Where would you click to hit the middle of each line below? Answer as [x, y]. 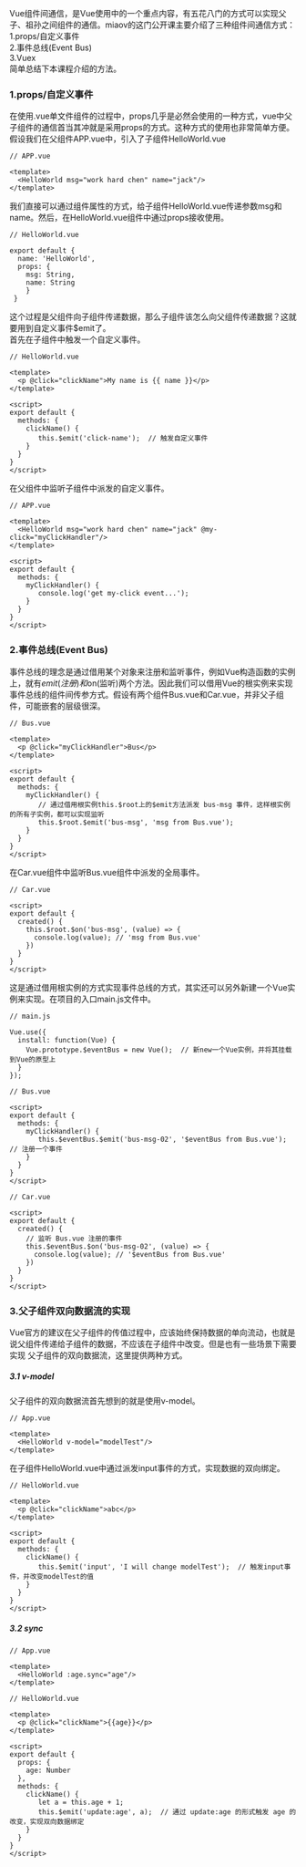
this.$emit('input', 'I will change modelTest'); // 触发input [161, 1567]
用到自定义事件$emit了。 [64, 328]
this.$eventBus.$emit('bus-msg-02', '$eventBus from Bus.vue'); [162, 1139]
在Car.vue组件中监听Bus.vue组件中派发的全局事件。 [107, 872]
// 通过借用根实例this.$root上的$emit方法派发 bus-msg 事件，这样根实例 [164, 804]
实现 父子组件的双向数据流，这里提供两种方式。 [98, 1355]
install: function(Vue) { [67, 1040]
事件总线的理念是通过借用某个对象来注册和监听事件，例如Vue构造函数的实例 [153, 671]
